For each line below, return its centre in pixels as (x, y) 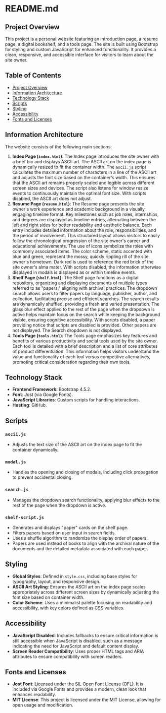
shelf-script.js (25, 517)
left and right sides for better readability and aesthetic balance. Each (82, 225)
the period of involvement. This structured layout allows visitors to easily (86, 235)
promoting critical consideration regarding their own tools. (71, 362)
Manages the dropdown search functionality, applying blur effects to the (86, 500)
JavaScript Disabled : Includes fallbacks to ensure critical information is (85, 635)
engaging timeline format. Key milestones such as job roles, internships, (85, 214)
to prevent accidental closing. (42, 477)
